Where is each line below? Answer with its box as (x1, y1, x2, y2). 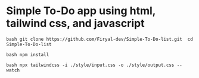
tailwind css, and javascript (6, 17, 145, 30)
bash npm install (6, 51, 49, 57)
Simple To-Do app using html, (6, 4, 156, 18)
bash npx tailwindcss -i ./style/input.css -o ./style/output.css (6, 62, 175, 68)
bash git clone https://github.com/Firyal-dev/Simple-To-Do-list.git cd (6, 36, 194, 42)
